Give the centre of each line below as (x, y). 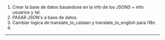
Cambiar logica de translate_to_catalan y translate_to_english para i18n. (84, 22)
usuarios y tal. (26, 12)
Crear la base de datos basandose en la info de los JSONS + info (78, 7)
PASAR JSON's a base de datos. (45, 17)
